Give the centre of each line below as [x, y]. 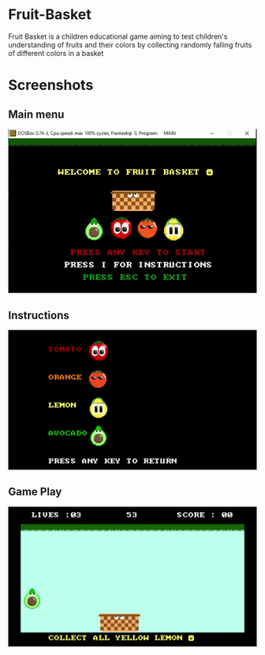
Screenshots [51, 85]
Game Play [35, 492]
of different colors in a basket [56, 53]
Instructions [39, 315]
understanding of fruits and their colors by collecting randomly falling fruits [130, 44]
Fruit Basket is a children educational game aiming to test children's [118, 36]
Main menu [36, 114]
